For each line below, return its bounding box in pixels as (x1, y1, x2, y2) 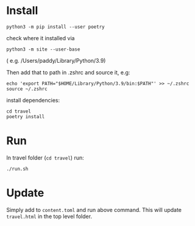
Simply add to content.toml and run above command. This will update (6, 206, 182, 213)
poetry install (6, 113, 45, 119)
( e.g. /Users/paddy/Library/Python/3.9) (6, 57, 106, 64)
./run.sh (6, 166, 29, 172)
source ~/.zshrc (6, 86, 48, 92)
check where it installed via (6, 34, 75, 41)
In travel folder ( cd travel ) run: (6, 154, 84, 161)
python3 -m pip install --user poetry (6, 24, 105, 30)
